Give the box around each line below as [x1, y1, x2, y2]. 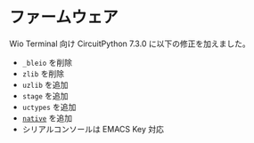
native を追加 [21, 112, 73, 123]
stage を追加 [21, 90, 69, 101]
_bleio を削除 [21, 57, 73, 68]
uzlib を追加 [21, 79, 69, 90]
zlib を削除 [21, 68, 65, 79]
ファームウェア [9, 7, 119, 28]
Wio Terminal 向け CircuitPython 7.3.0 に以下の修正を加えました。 [9, 38, 251, 49]
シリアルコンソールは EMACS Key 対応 [21, 123, 165, 134]
